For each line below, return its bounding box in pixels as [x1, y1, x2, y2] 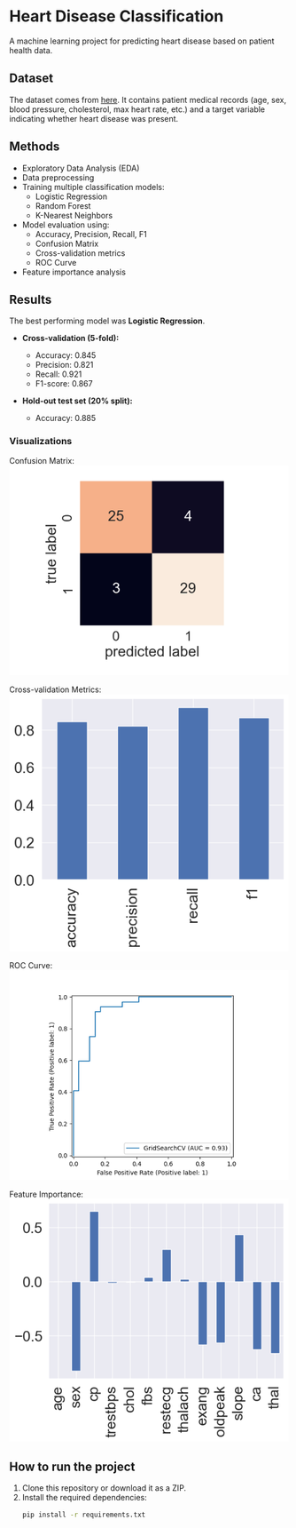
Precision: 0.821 [35, 360, 94, 370]
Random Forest [35, 200, 91, 211]
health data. [9, 44, 53, 55]
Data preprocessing [21, 171, 95, 183]
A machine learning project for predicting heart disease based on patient [9, 36, 275, 46]
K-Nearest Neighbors [35, 210, 113, 220]
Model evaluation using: [21, 219, 110, 230]
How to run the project [9, 1459, 136, 1474]
